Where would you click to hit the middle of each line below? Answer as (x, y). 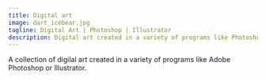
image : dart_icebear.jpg (49, 23)
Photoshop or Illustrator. (47, 68)
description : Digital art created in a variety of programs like (118, 37)
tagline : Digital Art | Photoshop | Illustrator (90, 30)
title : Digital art (40, 15)
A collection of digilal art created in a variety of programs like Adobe (120, 60)
